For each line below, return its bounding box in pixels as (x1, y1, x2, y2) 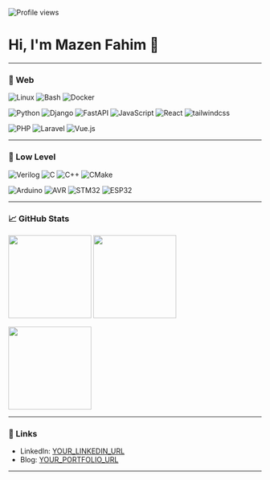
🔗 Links (8, 428, 38, 439)
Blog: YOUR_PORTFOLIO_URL (19, 455, 119, 465)
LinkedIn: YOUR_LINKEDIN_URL (19, 446, 125, 456)
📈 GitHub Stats (8, 213, 70, 224)
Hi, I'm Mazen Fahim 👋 (8, 36, 159, 54)
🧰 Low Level (8, 151, 56, 162)
